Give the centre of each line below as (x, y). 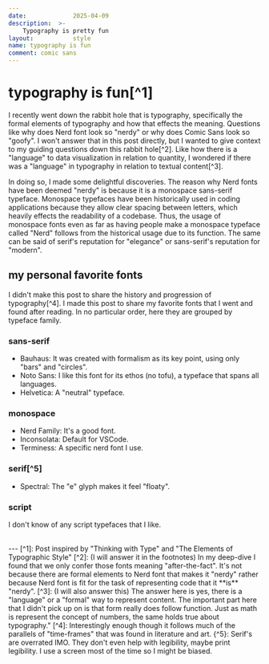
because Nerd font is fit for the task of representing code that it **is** (123, 582)
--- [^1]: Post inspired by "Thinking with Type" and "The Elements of (121, 548)
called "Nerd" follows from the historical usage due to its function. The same (134, 233)
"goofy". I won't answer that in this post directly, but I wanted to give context (134, 141)
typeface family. (35, 320)
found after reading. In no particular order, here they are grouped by (120, 312)
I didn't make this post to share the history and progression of (110, 295)
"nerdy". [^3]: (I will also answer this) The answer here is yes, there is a (125, 591)
